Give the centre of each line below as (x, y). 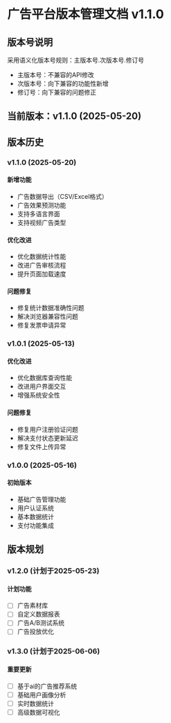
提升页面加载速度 (42, 274)
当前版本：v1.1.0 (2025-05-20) (74, 116)
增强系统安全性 (38, 395)
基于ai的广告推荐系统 (47, 686)
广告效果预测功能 (42, 205)
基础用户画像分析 (42, 694)
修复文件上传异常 (42, 446)
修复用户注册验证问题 (47, 429)
